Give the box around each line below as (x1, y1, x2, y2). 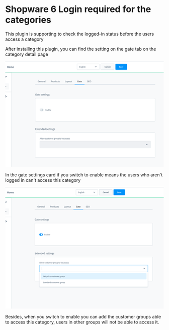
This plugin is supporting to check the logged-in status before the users (5, 31, 154, 37)
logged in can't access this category (5, 177, 81, 183)
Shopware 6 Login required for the (5, 4, 151, 15)
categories (5, 14, 52, 26)
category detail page (5, 51, 49, 57)
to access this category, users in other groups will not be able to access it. (5, 319, 159, 325)
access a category (5, 36, 44, 42)
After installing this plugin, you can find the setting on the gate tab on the (5, 46, 156, 52)
